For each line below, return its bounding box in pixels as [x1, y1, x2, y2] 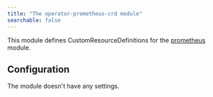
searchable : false [7, 17, 61, 24]
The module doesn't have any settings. [7, 82, 120, 91]
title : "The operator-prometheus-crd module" [7, 10, 142, 17]
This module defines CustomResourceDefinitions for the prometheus [7, 36, 206, 44]
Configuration [7, 64, 70, 75]
